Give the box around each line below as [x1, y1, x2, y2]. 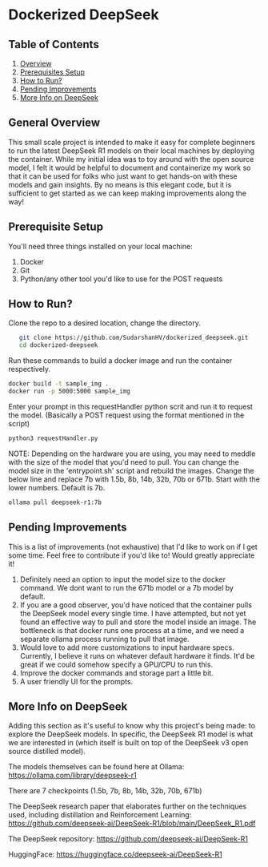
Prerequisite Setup [8, 220, 104, 234]
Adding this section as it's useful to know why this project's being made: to [8, 721, 256, 731]
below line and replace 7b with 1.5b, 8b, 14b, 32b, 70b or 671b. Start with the [8, 474, 260, 484]
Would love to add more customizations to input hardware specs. [19, 643, 234, 652]
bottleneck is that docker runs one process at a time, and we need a [19, 625, 245, 635]
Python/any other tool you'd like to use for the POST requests [19, 274, 223, 284]
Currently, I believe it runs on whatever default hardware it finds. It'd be [19, 651, 255, 660]
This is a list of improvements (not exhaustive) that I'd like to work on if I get [8, 542, 258, 551]
